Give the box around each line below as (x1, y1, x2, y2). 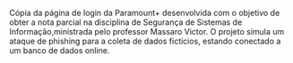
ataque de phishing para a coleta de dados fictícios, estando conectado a (9, 35, 281, 46)
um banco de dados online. (9, 45, 110, 56)
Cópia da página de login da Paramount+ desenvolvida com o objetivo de (9, 8, 280, 18)
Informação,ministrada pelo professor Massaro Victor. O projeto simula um (9, 27, 285, 36)
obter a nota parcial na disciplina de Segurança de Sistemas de (9, 17, 243, 28)
